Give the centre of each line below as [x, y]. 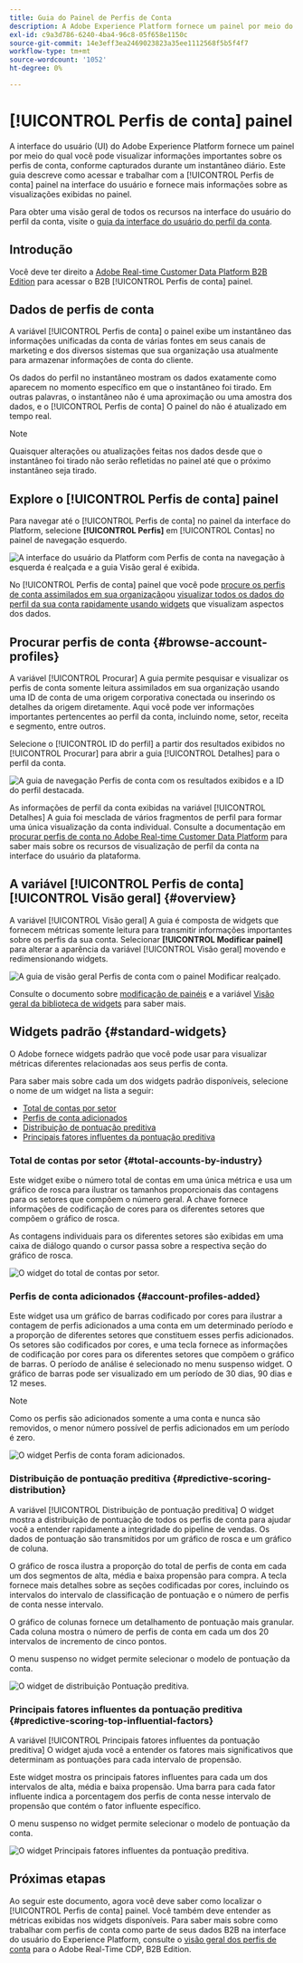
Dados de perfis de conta [82, 310]
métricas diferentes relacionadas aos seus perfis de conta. [119, 1063]
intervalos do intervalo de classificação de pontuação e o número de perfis [149, 1594]
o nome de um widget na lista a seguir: [81, 1090]
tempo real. [31, 417]
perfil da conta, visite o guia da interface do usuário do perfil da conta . [141, 221]
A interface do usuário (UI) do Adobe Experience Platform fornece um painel [152, 146]
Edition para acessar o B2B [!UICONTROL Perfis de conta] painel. [131, 281]
